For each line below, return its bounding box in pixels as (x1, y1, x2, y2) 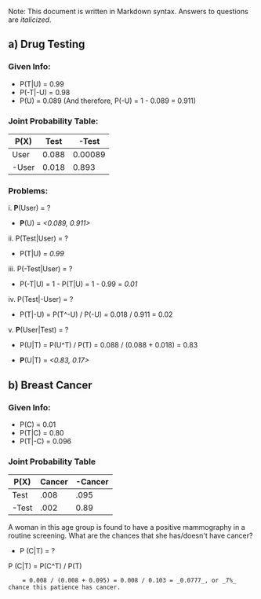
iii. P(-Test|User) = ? (8, 264, 73, 274)
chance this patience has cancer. (8, 583, 121, 592)
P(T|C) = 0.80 (19, 428, 64, 437)
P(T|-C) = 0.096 (19, 436, 72, 446)
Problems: (8, 185, 49, 196)
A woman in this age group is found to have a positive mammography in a (8, 523, 245, 532)
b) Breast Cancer (8, 378, 92, 391)
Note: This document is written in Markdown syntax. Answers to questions (8, 7, 248, 16)
